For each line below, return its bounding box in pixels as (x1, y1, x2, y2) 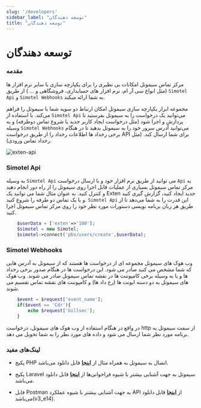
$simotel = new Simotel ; (17, 226, 79, 232)
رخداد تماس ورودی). (6, 137, 52, 144)
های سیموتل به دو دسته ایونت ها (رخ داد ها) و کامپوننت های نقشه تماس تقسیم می (6, 279, 189, 286)
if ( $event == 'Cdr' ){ (17, 302, 71, 308)
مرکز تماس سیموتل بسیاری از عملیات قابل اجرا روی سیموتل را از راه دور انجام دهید (6, 183, 193, 191)
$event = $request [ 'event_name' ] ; (17, 297, 103, 303)
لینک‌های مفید (6, 345, 41, 353)
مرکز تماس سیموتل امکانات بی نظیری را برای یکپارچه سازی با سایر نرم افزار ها (6, 80, 184, 87)
